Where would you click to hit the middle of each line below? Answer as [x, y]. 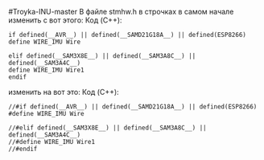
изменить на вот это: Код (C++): [64, 92]
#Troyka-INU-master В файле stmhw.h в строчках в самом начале [121, 12]
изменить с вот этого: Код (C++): [65, 20]
